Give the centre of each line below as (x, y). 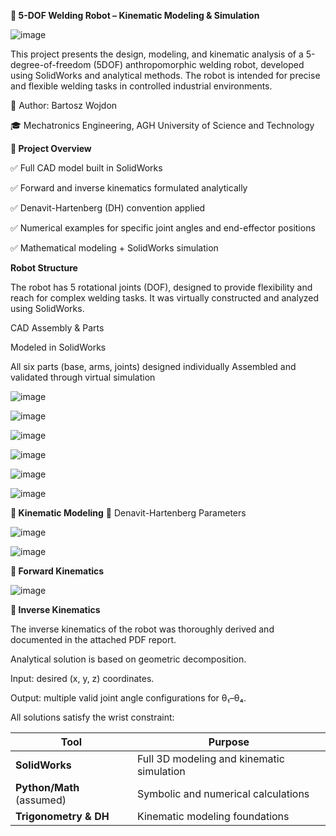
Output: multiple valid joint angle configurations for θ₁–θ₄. (128, 698)
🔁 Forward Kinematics (57, 571)
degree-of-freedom (51, 64)
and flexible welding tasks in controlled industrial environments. (141, 86)
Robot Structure (44, 268)
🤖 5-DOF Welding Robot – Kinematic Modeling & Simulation (135, 15)
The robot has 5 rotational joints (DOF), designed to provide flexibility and (161, 287)
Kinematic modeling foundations (213, 816)
